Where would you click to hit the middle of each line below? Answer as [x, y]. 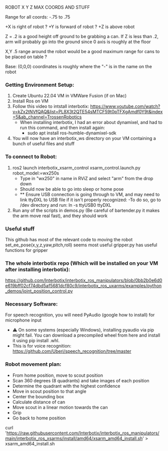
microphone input [23, 320]
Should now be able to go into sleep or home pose [72, 189]
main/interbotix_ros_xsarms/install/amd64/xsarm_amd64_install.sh [74, 438]
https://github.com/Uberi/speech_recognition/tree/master [72, 351]
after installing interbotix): [38, 269]
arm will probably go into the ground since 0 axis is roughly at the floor [78, 42]
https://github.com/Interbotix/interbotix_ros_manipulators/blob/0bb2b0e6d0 [84, 280]
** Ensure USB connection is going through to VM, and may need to [90, 194]
